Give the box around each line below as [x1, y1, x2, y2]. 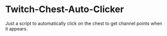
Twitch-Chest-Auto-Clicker [5, 4, 124, 15]
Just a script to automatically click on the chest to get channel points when [5, 20, 162, 26]
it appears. [5, 25, 28, 31]
